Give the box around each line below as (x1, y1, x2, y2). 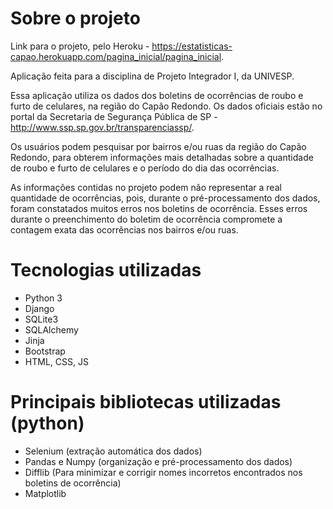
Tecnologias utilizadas (10, 259, 202, 282)
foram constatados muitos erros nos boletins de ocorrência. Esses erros (10, 202, 308, 214)
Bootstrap (24, 345, 66, 357)
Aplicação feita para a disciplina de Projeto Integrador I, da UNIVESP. (10, 70, 295, 82)
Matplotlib (24, 487, 67, 499)
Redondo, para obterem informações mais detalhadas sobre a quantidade (10, 151, 314, 163)
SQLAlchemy (24, 323, 79, 336)
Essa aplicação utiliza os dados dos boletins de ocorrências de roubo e (10, 89, 304, 101)
